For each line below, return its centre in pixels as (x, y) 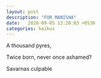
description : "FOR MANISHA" (41, 17)
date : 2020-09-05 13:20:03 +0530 (51, 23)
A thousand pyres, (29, 46)
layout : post (23, 12)
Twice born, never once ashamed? (49, 57)
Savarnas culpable (29, 69)
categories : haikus (31, 28)
